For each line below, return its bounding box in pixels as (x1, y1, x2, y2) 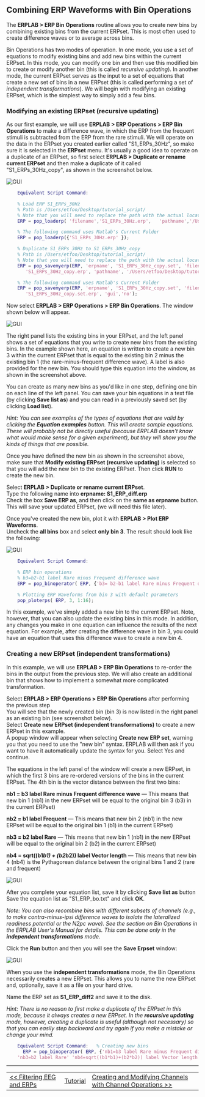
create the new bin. (6, 472, 55, 479)
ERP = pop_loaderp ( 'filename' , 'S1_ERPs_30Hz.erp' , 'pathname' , (17, 218, 190, 224)
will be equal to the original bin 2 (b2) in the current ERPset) (6, 839, 157, 847)
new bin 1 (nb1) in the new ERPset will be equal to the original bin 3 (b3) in (6, 797, 192, 804)
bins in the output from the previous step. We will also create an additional (6, 670, 193, 677)
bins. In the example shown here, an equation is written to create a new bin (6, 345, 195, 352)
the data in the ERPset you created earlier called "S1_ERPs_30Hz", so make (6, 140, 195, 147)
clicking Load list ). (6, 403, 53, 410)
